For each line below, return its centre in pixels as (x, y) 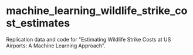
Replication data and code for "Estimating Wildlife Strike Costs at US (89, 39)
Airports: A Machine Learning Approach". (56, 46)
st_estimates (38, 23)
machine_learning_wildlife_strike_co (97, 11)
